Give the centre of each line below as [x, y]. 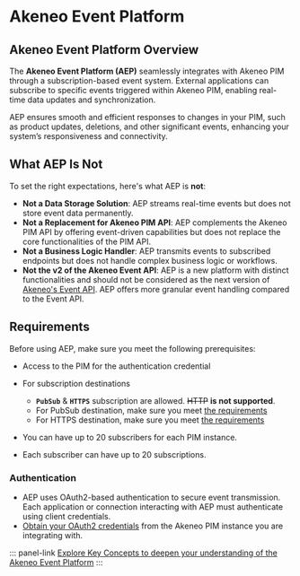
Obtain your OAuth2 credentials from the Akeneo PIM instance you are [153, 526]
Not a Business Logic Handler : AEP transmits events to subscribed [146, 251]
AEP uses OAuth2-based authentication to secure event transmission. [151, 497]
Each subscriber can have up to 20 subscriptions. [114, 454]
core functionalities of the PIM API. [86, 241]
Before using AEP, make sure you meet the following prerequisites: [132, 348]
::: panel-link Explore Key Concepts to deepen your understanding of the [144, 553]
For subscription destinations [76, 383]
